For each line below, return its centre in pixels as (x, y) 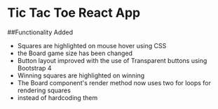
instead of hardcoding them (57, 97)
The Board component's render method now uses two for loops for (114, 82)
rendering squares (44, 90)
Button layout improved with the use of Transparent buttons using (112, 60)
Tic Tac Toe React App (74, 13)
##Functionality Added (40, 32)
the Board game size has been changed (75, 53)
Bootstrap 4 (34, 68)
